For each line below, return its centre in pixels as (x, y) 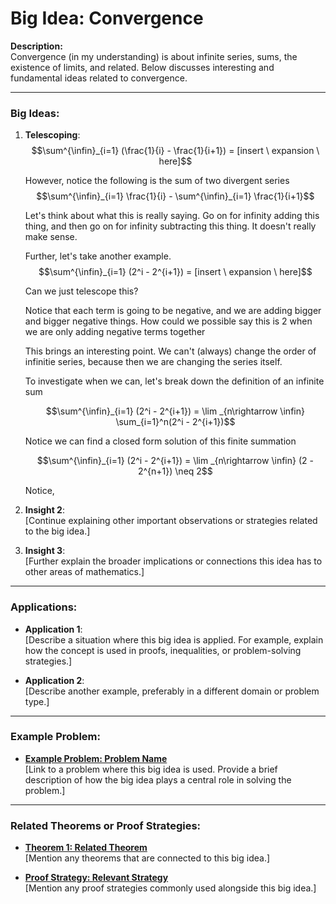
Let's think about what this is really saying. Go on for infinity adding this (172, 216)
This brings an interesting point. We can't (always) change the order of (170, 351)
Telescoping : (52, 135)
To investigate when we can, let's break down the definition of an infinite (174, 381)
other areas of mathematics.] (84, 572)
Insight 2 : (44, 510)
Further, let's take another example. (98, 256)
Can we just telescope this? (81, 291)
